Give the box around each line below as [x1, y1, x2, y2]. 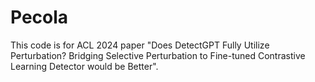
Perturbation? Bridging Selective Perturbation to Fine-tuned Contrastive [10, 49, 306, 61]
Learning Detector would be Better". [10, 60, 159, 72]
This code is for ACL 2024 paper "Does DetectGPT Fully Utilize [10, 39, 270, 51]
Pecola [10, 6, 69, 29]
